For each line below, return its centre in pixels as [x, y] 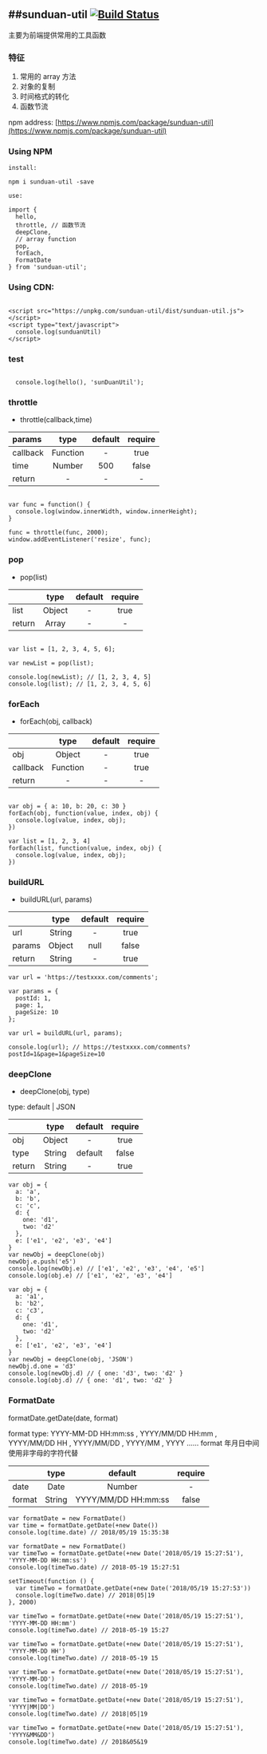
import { [23, 210]
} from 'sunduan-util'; [48, 267]
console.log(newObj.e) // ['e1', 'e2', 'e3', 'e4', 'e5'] [106, 1269]
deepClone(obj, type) [55, 1092]
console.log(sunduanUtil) [59, 332]
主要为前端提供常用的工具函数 [57, 35]
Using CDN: [31, 287]
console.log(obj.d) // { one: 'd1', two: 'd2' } [90, 1381]
